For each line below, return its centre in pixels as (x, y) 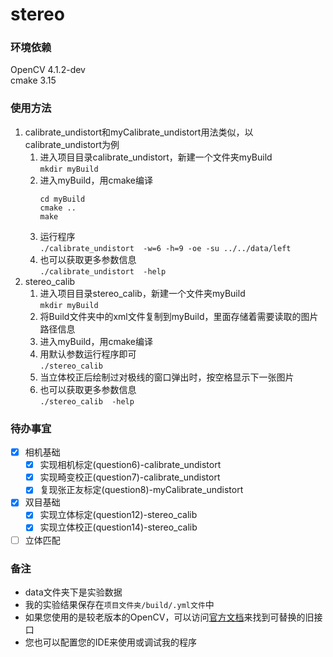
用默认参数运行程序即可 (88, 354)
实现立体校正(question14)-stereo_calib (118, 527)
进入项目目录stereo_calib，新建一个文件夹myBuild (142, 293)
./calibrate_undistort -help (103, 271)
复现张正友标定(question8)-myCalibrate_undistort (141, 490)
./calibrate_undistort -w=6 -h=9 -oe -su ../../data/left (165, 248)
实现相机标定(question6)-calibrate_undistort (130, 465)
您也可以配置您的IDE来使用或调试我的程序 (111, 642)
